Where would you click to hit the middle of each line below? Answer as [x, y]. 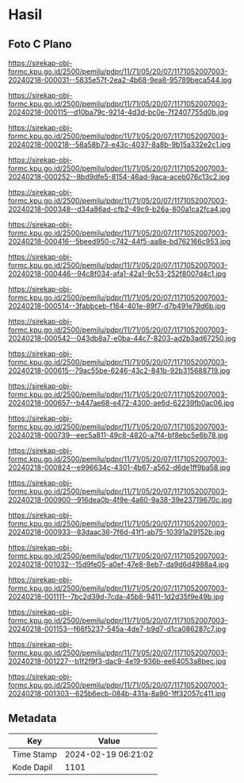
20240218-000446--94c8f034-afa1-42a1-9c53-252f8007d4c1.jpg [117, 273]
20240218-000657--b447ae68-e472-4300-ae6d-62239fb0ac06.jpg [121, 403]
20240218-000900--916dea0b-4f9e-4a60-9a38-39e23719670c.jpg [120, 500]
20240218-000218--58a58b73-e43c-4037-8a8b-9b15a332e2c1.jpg [120, 144]
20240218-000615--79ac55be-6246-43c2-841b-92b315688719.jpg [119, 370]
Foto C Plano [40, 44]
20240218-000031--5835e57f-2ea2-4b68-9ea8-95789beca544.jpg [120, 80]
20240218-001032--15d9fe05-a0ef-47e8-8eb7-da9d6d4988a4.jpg [119, 564]
